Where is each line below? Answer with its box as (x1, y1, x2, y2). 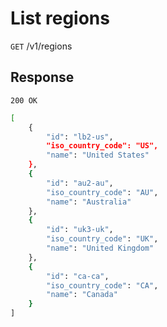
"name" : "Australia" (46, 197, 132, 207)
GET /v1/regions (10, 40, 73, 52)
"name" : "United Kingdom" (46, 243, 155, 253)
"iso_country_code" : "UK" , (46, 234, 159, 244)
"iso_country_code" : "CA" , (46, 280, 159, 291)
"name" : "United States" (46, 150, 150, 161)
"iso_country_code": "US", (46, 141, 159, 151)
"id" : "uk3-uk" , (46, 225, 114, 235)
